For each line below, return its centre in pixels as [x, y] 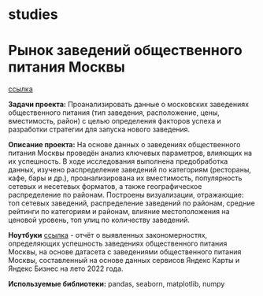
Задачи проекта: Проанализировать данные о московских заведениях [129, 105]
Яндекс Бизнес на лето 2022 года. [66, 268]
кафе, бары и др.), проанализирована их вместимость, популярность [125, 178]
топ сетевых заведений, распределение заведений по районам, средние [132, 203]
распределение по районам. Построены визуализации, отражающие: [126, 195]
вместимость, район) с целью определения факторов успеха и [115, 121]
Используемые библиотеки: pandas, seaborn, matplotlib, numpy [117, 284]
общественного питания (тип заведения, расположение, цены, [114, 113]
